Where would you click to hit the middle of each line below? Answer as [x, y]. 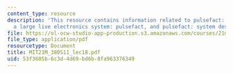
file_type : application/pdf [48, 40]
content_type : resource [42, 14]
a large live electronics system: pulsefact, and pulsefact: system [114, 26]
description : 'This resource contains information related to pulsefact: [116, 20]
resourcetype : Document [42, 46]
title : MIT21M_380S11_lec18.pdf [54, 53]
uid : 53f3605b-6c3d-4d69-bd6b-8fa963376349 [71, 59]
